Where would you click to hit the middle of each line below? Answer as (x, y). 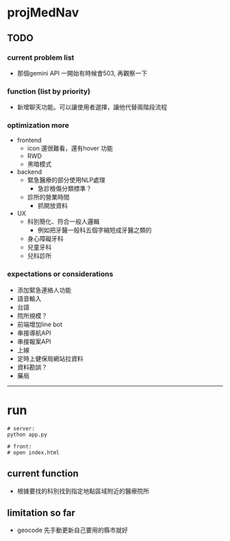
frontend (29, 140)
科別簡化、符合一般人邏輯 (63, 221)
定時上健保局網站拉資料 (50, 359)
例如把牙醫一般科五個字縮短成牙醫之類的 (94, 230)
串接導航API (34, 333)
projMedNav (43, 13)
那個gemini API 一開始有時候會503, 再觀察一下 (82, 73)
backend (29, 172)
